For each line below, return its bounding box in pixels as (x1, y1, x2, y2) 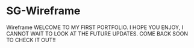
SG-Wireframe (6, 4, 81, 18)
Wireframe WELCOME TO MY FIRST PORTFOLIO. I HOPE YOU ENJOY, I (6, 24, 184, 31)
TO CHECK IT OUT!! (6, 36, 56, 43)
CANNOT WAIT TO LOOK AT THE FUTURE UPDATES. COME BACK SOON (6, 30, 189, 37)
